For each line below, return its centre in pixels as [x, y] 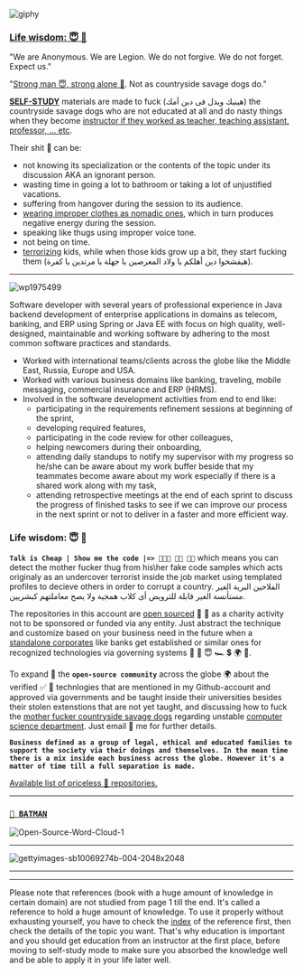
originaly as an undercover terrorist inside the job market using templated [146, 576]
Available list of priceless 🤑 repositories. [83, 782]
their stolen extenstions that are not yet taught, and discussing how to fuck [148, 707]
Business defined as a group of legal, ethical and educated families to [151, 742]
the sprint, [55, 418]
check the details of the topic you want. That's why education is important [147, 931]
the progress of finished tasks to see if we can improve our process [161, 505]
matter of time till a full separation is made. [102, 766]
